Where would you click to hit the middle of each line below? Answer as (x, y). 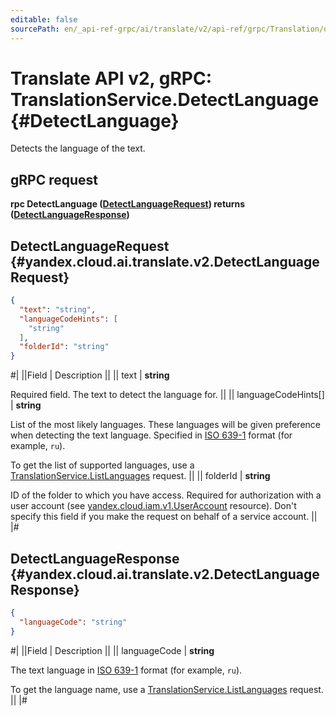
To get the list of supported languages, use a (102, 465)
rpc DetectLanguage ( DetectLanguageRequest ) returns (128, 204)
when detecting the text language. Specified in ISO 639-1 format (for (151, 435)
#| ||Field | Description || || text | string (90, 375)
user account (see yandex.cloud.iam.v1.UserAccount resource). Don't (153, 506)
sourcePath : (35, 29)
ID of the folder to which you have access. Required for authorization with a (166, 495)
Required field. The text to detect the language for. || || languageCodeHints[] (167, 395)
